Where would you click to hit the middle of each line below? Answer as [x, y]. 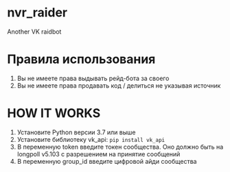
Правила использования [81, 59]
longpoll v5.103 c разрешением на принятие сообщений [99, 154]
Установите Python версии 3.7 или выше [76, 132]
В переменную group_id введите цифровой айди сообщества [107, 161]
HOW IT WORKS [54, 113]
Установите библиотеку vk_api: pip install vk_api [91, 139]
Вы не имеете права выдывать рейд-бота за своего [93, 78]
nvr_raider [37, 13]
